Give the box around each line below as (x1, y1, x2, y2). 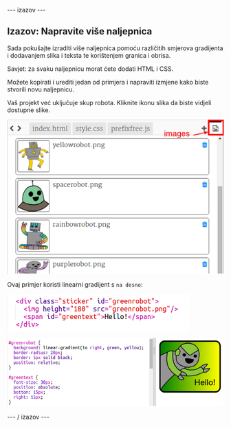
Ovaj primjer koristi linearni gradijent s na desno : (7, 281, 143, 289)
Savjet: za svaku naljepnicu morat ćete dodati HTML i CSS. (7, 65, 174, 73)
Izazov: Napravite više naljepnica (7, 25, 153, 37)
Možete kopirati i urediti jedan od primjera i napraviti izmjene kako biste (7, 78, 209, 86)
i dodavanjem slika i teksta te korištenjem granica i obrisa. (7, 51, 171, 59)
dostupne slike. (7, 106, 50, 114)
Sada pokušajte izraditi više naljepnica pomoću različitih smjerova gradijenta (7, 44, 223, 52)
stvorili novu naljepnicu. (7, 85, 74, 94)
